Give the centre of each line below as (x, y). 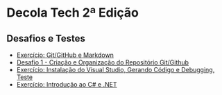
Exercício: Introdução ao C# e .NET (67, 84)
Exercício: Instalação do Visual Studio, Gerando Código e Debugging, (116, 70)
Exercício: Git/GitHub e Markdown (65, 55)
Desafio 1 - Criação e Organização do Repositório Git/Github (102, 62)
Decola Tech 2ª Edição (73, 13)
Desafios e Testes (46, 38)
